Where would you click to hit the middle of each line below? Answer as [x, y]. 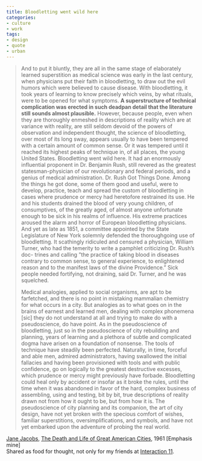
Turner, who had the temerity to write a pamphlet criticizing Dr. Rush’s [108, 248]
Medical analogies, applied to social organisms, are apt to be [96, 292]
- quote [16, 46]
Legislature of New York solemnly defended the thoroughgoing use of [108, 235]
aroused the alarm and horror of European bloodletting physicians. [104, 222]
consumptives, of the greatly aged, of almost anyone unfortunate [102, 210]
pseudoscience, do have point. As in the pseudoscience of [94, 324]
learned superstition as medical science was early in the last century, [107, 75]
